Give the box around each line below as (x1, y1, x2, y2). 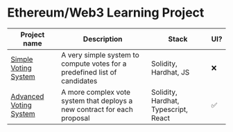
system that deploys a (61, 95, 133, 105)
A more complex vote (61, 87, 130, 97)
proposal (61, 113, 90, 122)
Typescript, (151, 104, 189, 114)
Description (83, 34, 123, 44)
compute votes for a (61, 59, 127, 68)
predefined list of (61, 67, 117, 77)
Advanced (10, 91, 44, 101)
